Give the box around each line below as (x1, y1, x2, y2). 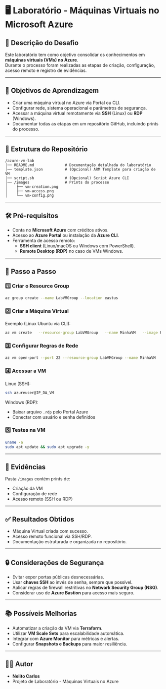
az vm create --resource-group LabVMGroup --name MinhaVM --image (5, 330, 158, 336)
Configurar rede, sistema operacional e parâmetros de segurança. (12, 105, 147, 111)
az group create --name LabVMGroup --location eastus (5, 295, 119, 301)
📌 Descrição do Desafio (5, 39, 79, 47)
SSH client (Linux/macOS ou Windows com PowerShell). (19, 243, 135, 249)
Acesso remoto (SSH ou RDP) (12, 496, 73, 502)
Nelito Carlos (12, 673, 40, 679)
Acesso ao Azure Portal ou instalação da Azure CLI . (12, 232, 120, 238)
